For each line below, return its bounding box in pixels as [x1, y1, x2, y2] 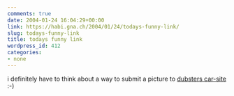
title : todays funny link [7, 36, 82, 43]
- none [7, 56, 27, 63]
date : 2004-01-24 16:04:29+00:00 [7, 17, 105, 24]
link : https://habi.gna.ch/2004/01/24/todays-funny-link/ [7, 23, 180, 30]
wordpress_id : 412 [7, 42, 61, 49]
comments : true [7, 10, 52, 17]
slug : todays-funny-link [7, 29, 80, 37]
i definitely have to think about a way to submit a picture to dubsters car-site [7, 74, 227, 83]
